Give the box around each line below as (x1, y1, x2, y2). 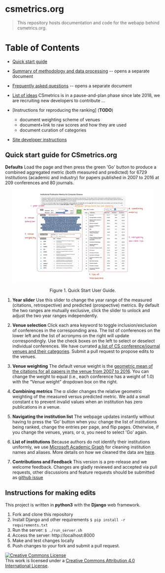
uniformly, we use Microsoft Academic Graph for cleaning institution (12, 444, 151, 450)
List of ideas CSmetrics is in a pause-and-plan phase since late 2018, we (12, 92, 160, 98)
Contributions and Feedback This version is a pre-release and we (12, 459, 147, 465)
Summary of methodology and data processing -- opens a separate (12, 68, 150, 74)
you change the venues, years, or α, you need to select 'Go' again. (12, 429, 148, 435)
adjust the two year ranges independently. (12, 313, 99, 318)
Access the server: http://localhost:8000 (12, 532, 95, 538)
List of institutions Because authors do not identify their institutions (12, 439, 150, 445)
